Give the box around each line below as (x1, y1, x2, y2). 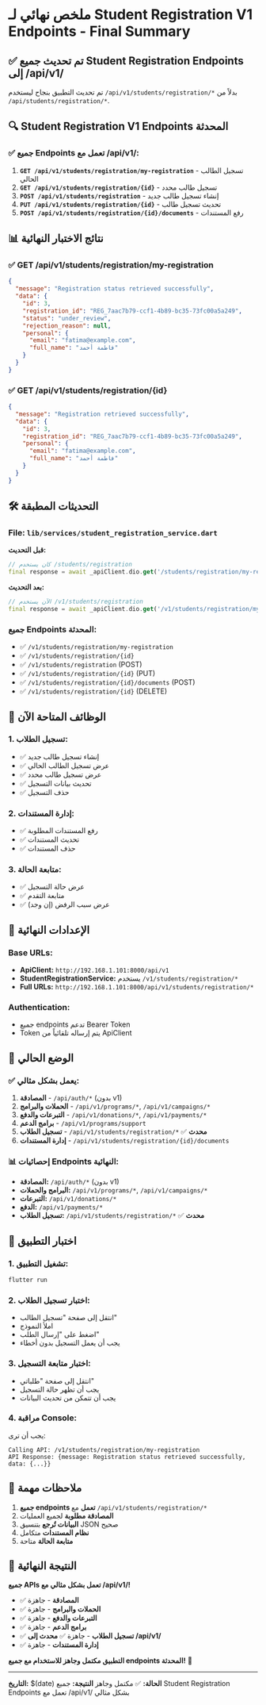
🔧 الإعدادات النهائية (8, 923, 89, 937)
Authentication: (8, 1002, 70, 1013)
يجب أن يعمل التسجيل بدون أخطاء (19, 1338, 120, 1348)
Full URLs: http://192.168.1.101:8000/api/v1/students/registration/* (19, 982, 254, 992)
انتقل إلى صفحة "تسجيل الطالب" (19, 1313, 117, 1323)
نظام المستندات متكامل (19, 1527, 89, 1537)
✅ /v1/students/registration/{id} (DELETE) (19, 686, 168, 696)
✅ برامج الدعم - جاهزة (19, 1622, 87, 1632)
